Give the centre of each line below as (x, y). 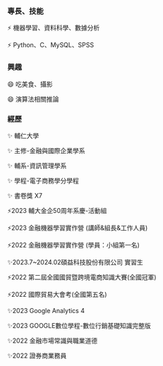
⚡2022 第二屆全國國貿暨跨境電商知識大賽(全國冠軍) (82, 277)
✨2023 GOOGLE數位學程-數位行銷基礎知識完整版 (79, 325)
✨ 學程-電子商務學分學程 (43, 181)
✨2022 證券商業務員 (37, 355)
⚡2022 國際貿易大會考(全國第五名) (57, 294)
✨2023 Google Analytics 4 (46, 310)
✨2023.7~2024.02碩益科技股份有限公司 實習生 (75, 262)
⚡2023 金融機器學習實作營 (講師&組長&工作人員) (78, 228)
